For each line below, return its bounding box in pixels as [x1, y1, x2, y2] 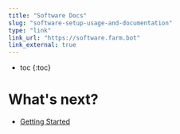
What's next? [8, 90, 99, 109]
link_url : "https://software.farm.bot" [8, 33, 141, 42]
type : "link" [8, 26, 52, 34]
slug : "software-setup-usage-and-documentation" [8, 19, 173, 27]
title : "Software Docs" [8, 11, 88, 20]
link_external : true [8, 41, 77, 49]
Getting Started [19, 117, 70, 127]
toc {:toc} [19, 63, 52, 72]
